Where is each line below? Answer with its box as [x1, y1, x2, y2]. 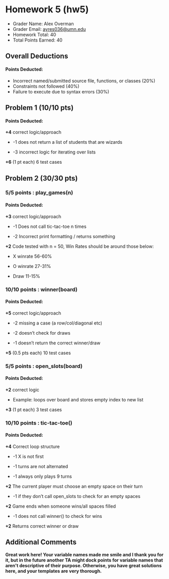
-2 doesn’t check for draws [12, 330, 71, 336]
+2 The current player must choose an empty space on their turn [5, 484, 143, 490]
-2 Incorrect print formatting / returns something [12, 233, 116, 239]
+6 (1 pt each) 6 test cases [5, 159, 62, 165]
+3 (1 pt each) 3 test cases [5, 407, 62, 413]
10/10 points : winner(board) [5, 286, 78, 293]
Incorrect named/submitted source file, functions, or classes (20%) [12, 78, 156, 84]
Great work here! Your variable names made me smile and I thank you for [5, 551, 164, 557]
